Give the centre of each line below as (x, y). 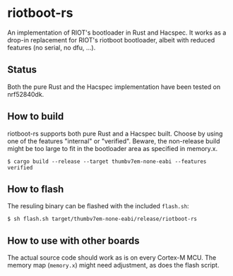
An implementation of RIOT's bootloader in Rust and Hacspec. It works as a (117, 32)
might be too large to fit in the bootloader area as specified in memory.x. (113, 148)
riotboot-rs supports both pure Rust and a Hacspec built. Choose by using (115, 133)
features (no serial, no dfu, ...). (52, 47)
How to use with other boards (73, 240)
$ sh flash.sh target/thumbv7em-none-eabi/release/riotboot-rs (102, 219)
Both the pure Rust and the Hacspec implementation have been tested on (114, 87)
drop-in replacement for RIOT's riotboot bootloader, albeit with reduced (111, 40)
